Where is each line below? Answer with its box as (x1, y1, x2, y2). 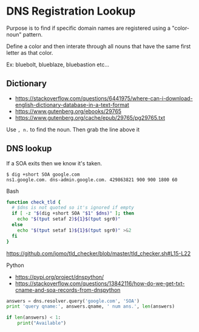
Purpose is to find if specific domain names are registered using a (6, 24, 171, 32)
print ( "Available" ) (17, 320, 67, 327)
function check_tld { (6, 199, 61, 205)
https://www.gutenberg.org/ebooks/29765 (15, 108, 122, 115)
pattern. (22, 30, 43, 38)
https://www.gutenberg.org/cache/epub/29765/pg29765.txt (15, 114, 166, 121)
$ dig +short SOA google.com (6, 171, 80, 178)
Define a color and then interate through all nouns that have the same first (6, 43, 191, 50)
